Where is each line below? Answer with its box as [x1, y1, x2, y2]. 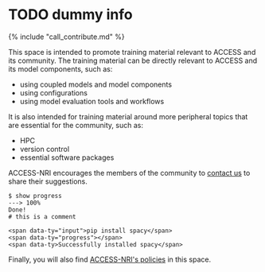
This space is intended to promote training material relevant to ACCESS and [8, 47, 256, 56]
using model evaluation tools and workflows [19, 96, 165, 106]
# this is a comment [8, 212, 77, 220]
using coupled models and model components [19, 80, 173, 89]
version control [19, 144, 70, 153]
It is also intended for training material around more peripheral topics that [8, 111, 248, 121]
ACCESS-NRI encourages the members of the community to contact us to [8, 168, 251, 177]
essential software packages [19, 153, 115, 162]
